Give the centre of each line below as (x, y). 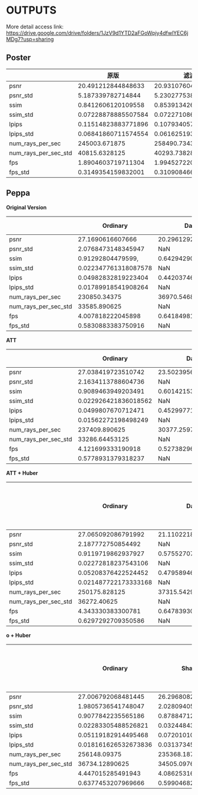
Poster (19, 58)
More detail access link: (35, 27)
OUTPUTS (32, 10)
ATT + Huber (22, 473)
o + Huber (19, 635)
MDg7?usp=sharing (30, 39)
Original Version (27, 207)
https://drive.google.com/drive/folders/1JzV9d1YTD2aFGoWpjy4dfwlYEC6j (97, 32)
